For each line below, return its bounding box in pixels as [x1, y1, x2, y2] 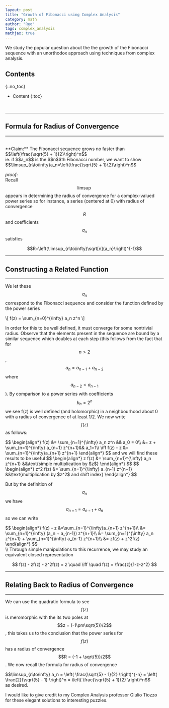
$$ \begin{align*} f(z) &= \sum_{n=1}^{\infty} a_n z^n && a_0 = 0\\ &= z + [5, 439, 156, 445]
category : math [5, 17, 37, 22]
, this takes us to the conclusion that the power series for [5, 630, 123, 636]
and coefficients [5, 219, 39, 225]
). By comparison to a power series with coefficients [5, 391, 113, 397]
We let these [5, 283, 31, 289]
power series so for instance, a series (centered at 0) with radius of [5, 198, 145, 204]
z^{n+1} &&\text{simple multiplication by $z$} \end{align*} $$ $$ [5, 461, 139, 467]
